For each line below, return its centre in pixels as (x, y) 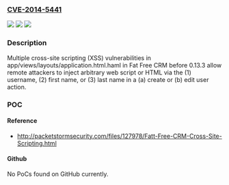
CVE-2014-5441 (35, 10)
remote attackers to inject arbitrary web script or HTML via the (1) (99, 72)
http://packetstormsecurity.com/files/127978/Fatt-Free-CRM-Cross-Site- (119, 136)
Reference (22, 121)
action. (17, 87)
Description (27, 43)
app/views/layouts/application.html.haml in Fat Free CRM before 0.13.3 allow (114, 65)
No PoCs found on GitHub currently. (58, 174)
